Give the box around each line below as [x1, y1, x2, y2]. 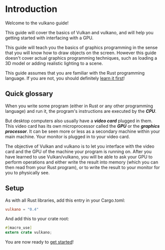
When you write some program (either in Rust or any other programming [5, 103, 153, 109]
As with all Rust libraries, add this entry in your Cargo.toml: [5, 197, 125, 203]
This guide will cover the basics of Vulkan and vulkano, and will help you [5, 29, 154, 35]
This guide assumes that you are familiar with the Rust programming [5, 70, 145, 76]
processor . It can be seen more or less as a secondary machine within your [5, 128, 161, 134]
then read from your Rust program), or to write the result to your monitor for [5, 164, 160, 170]
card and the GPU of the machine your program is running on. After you [5, 148, 152, 155]
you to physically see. [5, 169, 50, 175]
